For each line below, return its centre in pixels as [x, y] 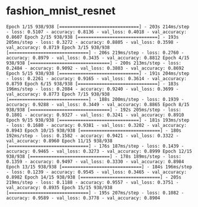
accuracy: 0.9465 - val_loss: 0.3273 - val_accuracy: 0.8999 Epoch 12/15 [99, 151]
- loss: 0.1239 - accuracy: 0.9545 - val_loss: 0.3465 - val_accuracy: [96, 172]
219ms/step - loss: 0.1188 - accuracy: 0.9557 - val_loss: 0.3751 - [92, 182]
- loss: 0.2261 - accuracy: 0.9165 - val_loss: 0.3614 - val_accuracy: [96, 78]
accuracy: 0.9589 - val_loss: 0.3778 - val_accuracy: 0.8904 [83, 198]
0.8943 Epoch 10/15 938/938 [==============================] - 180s [94, 130]
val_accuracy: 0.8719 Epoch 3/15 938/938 [58, 47]
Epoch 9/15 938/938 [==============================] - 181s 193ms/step [98, 120]
